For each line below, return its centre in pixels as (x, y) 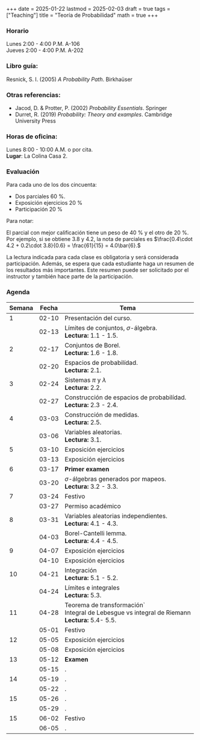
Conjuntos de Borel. (92, 345)
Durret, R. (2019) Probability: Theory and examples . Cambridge (94, 114)
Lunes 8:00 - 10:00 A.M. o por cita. (50, 150)
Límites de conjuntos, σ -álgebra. (111, 327)
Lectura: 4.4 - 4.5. (92, 541)
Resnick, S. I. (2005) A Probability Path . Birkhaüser (69, 79)
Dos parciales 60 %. (40, 196)
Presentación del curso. (98, 318)
